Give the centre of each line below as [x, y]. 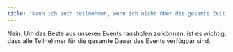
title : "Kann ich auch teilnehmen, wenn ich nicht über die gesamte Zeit [116, 14]
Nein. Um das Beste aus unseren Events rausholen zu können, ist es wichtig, [117, 33]
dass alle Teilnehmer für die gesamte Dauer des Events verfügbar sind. [109, 41]
